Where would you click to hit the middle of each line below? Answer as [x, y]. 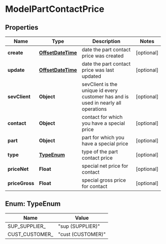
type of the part [100, 152]
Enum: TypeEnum [33, 204]
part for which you [103, 137]
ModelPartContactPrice [55, 9]
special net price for [105, 166]
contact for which [102, 117]
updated [91, 76]
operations [94, 109]
